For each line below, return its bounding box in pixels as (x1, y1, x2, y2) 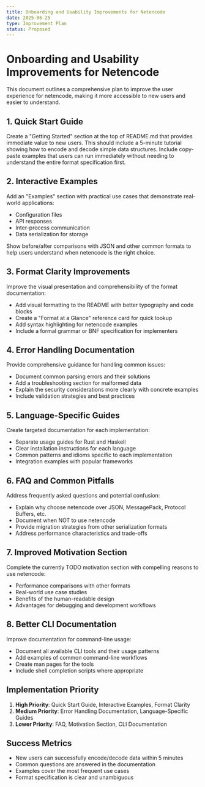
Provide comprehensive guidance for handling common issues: (6, 361, 166, 368)
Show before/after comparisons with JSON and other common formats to (6, 242, 192, 250)
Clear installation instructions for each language (15, 445, 136, 452)
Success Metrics (6, 738, 72, 748)
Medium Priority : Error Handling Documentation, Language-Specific (15, 707, 188, 715)
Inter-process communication (15, 224, 90, 231)
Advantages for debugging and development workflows (15, 601, 156, 609)
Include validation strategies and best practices (15, 392, 135, 400)
